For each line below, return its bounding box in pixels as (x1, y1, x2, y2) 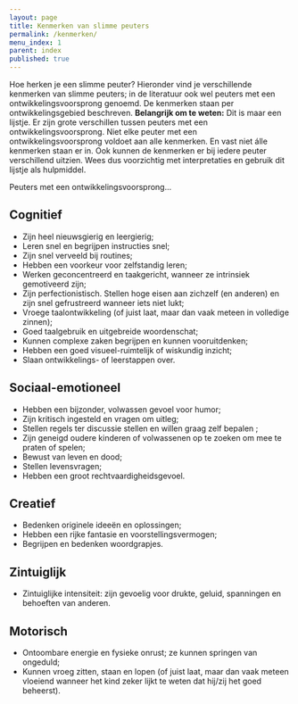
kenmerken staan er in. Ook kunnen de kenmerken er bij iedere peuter (9, 145, 268, 156)
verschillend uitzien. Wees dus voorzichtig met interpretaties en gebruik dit (9, 155, 286, 165)
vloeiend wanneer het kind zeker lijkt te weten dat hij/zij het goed (21, 675, 261, 687)
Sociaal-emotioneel (9, 380, 121, 395)
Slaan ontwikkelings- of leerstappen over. (21, 354, 176, 365)
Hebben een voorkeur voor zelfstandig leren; (21, 260, 187, 270)
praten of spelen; (21, 442, 87, 452)
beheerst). (21, 685, 61, 696)
